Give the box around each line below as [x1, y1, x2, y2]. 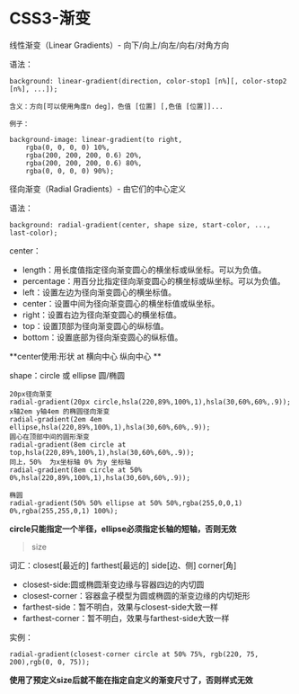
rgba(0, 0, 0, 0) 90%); [25, 166, 115, 175]
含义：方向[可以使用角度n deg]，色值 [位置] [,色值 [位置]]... [9, 102, 224, 111]
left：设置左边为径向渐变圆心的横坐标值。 [22, 287, 177, 298]
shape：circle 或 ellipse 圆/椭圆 [9, 369, 126, 380]
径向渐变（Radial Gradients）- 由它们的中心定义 [9, 183, 187, 194]
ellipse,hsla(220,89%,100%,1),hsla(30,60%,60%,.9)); [9, 423, 211, 432]
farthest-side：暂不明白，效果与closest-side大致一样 [22, 601, 218, 612]
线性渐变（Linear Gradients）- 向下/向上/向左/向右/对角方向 [9, 40, 230, 50]
